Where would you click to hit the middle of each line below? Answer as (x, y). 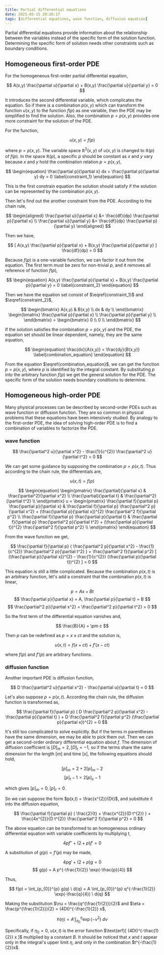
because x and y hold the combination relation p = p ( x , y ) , (63, 162)
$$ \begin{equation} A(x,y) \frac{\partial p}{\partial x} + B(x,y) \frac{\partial (82, 280)
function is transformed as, (32, 702)
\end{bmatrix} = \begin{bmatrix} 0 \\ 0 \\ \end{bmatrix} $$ (82, 320)
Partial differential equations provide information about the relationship (76, 33)
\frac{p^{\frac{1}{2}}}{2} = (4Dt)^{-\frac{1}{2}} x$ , (56, 909)
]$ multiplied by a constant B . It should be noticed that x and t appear (88, 937)
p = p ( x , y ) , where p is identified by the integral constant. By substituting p (80, 369)
